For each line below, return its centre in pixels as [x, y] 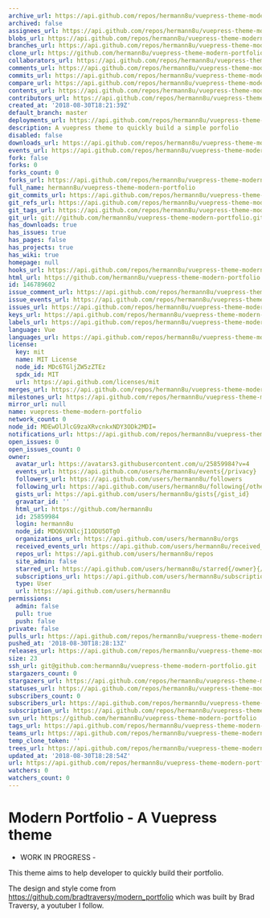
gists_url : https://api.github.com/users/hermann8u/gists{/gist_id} [133, 494]
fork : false [28, 158]
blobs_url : [27, 38]
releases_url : [32, 651]
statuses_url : [32, 688]
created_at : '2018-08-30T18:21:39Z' [70, 105]
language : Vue [32, 330]
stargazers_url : [35, 681]
